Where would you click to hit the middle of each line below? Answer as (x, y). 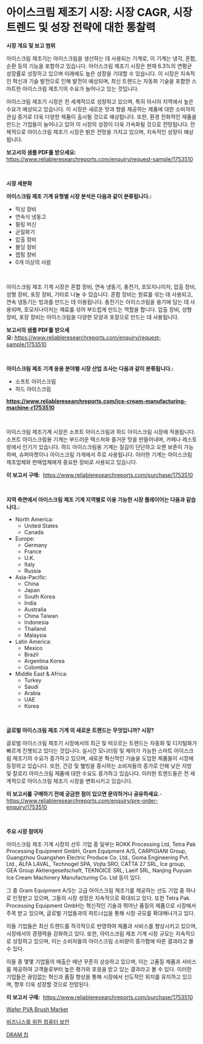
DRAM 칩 (18, 1034)
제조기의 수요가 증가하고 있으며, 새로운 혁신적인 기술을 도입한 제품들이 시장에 (103, 758)
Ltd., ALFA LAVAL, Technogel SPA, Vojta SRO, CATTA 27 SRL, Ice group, (96, 863)
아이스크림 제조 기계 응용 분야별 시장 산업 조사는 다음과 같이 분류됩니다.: (90, 368)
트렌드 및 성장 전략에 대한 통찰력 (81, 28)
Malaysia (35, 635)
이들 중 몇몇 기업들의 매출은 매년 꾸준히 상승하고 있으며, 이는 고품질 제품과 (93, 962)
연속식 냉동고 (31, 216)
